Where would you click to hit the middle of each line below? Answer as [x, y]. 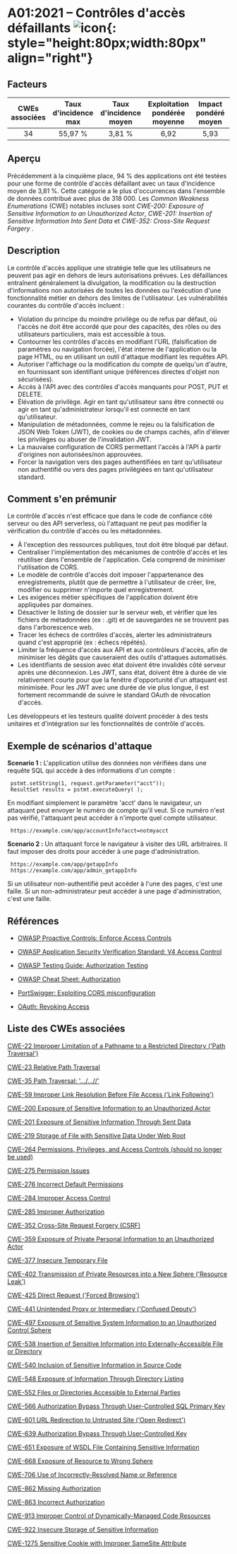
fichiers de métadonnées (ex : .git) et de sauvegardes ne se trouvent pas [123, 620]
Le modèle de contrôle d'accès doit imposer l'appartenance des [111, 575]
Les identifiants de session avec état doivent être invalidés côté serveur [122, 665]
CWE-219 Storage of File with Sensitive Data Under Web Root [97, 1135]
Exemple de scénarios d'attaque [80, 746]
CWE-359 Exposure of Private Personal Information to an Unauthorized [111, 1239]
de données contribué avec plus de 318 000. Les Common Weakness [108, 198]
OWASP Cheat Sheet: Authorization [69, 979]
